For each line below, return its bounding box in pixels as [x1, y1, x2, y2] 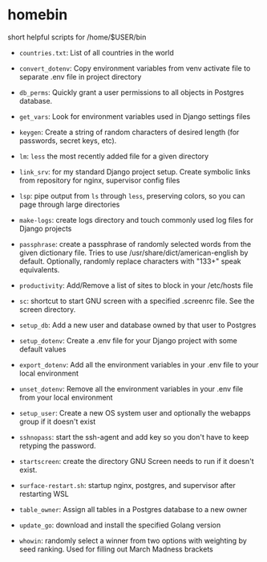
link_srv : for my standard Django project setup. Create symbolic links [18, 166, 251, 176]
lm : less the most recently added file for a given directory [18, 151, 209, 161]
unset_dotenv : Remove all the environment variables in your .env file [18, 384, 244, 393]
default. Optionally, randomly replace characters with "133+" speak [18, 256, 241, 266]
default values [18, 344, 67, 354]
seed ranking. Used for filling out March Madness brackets [18, 544, 213, 554]
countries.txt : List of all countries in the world [18, 47, 174, 57]
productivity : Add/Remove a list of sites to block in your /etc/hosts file [18, 280, 253, 290]
